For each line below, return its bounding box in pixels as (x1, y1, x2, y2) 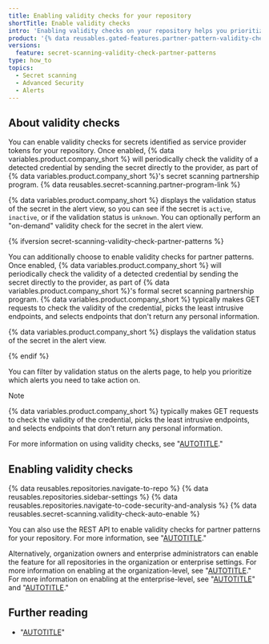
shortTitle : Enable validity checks (8, 19, 130, 27)
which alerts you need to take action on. (8, 375, 141, 385)
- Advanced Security (15, 79, 84, 87)
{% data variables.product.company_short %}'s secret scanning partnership (8, 172, 259, 181)
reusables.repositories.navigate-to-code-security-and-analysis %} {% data (8, 500, 258, 510)
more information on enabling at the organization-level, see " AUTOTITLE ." (8, 566, 252, 575)
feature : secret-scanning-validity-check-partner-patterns (15, 49, 217, 57)
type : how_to (8, 57, 52, 65)
